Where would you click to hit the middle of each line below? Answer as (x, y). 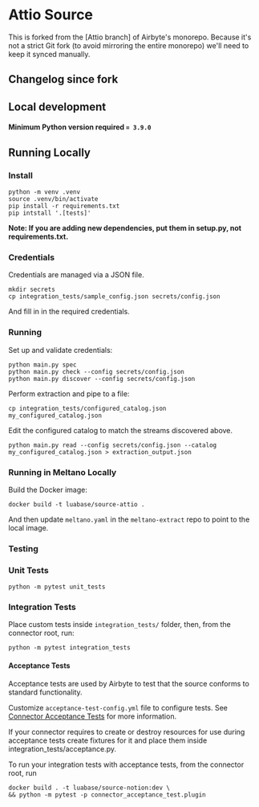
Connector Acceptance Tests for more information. (93, 716)
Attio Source (51, 15)
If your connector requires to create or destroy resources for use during (127, 731)
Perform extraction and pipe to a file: (69, 393)
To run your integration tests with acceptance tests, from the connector (126, 764)
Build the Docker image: (48, 490)
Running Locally (49, 152)
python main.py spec (43, 365)
